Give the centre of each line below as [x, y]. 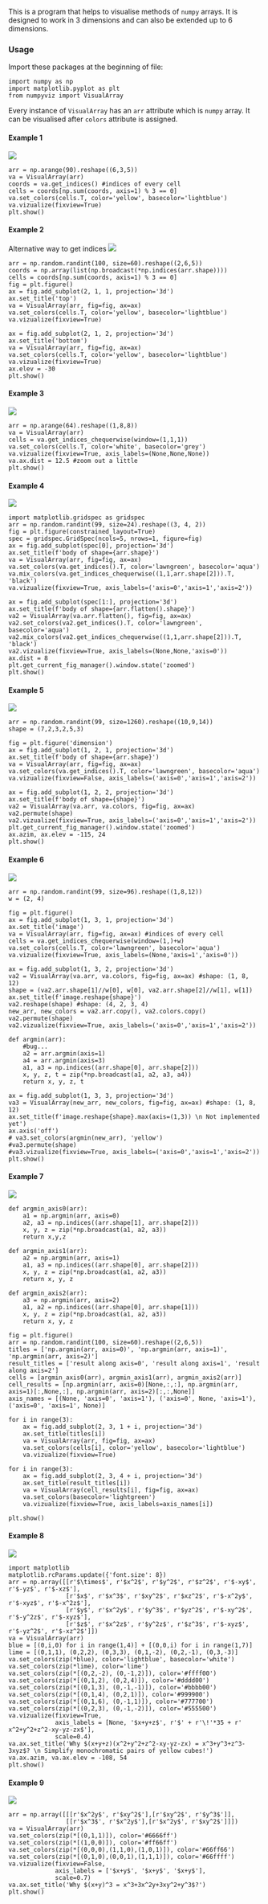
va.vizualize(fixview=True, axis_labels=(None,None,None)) [109, 453]
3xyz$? [19, 1750]
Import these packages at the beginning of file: [86, 67]
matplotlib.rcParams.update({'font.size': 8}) [87, 1574]
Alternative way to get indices [57, 248]
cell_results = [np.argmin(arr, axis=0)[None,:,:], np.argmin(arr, [124, 1384]
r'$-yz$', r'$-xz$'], [45, 1589]
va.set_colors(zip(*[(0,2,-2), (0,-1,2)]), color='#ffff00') [113, 1673]
